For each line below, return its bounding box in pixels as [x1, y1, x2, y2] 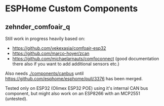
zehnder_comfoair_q [5, 23, 70, 31]
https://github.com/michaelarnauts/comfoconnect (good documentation [12, 56, 160, 62]
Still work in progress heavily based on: [5, 35, 85, 41]
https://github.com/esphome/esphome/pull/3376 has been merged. [5, 76, 143, 81]
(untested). [5, 96, 28, 102]
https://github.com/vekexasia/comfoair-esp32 [12, 45, 106, 51]
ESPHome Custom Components [5, 3, 138, 14]
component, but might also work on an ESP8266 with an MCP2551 [5, 91, 140, 96]
